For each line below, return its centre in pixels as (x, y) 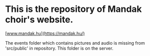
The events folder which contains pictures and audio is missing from (75, 43)
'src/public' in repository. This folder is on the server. (59, 48)
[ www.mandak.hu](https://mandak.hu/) (45, 33)
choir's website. (39, 20)
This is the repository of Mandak (74, 9)
